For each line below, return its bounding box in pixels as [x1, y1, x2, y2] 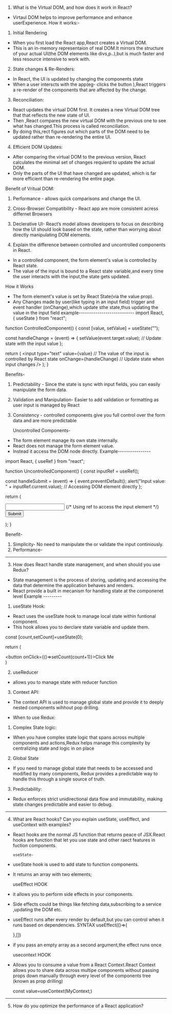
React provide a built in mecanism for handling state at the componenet [12, 588, 164, 594]
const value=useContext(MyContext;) [12, 988, 93, 994]
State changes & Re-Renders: [12, 66, 75, 72]
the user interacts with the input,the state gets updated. [12, 274, 131, 279]
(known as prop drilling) [12, 978, 63, 984]
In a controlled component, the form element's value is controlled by [12, 257, 157, 263]
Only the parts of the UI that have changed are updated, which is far [12, 170, 157, 176]
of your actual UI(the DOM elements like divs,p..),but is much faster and [12, 51, 164, 56]
